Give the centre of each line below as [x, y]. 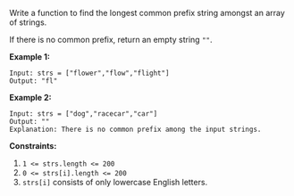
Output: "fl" [34, 81]
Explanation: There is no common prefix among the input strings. [135, 129]
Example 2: [30, 98]
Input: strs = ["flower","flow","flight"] [89, 73]
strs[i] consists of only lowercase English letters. [115, 182]
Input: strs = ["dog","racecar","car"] [84, 114]
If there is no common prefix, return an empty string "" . [111, 40]
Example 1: [30, 57]
